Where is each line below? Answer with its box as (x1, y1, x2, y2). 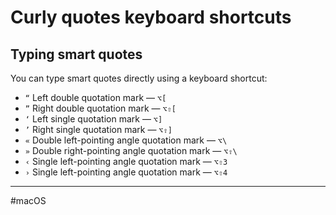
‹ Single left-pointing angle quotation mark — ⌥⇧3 (24, 156, 228, 167)
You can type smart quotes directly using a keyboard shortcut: (10, 72, 268, 84)
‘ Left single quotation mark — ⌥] (24, 113, 163, 125)
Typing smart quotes (10, 46, 143, 63)
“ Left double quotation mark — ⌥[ (24, 92, 167, 103)
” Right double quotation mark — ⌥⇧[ (24, 102, 177, 114)
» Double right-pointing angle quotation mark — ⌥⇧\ (24, 145, 238, 156)
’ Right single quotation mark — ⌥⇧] (24, 124, 173, 135)
